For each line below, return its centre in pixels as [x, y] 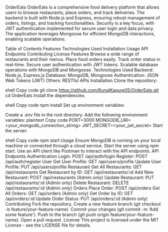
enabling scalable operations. [35, 39]
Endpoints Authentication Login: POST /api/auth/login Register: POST [76, 156]
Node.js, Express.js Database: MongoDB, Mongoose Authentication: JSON [82, 75]
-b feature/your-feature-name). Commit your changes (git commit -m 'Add [82, 209]
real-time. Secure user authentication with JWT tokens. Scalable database [82, 65]
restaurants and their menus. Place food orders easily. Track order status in [83, 59]
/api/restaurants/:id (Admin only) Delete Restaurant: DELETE [67, 183]
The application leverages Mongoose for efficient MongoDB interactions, [80, 34]
